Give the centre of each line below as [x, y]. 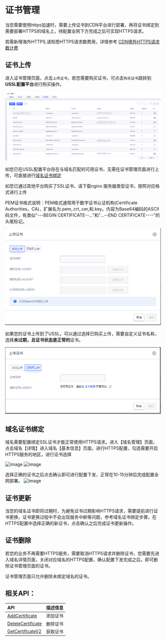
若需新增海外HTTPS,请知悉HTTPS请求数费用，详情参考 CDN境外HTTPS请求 [83, 41]
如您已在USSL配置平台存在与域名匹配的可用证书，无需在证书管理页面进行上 [82, 169]
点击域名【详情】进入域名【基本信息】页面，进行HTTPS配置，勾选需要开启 [82, 448]
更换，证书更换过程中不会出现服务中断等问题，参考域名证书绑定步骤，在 [83, 517]
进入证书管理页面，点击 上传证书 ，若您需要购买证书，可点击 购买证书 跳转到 [78, 78]
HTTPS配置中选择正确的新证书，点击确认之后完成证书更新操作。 [71, 523]
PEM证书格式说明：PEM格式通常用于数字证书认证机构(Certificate [71, 203]
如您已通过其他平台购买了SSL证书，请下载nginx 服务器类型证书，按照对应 [80, 186]
